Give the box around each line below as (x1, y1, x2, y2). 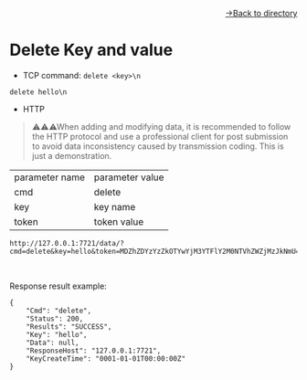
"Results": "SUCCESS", (26, 322, 112, 332)
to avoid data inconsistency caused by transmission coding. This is (31, 141, 285, 152)
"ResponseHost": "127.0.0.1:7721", (26, 346, 162, 355)
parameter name (14, 171, 85, 184)
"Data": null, (26, 338, 79, 347)
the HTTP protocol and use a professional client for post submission (31, 131, 289, 142)
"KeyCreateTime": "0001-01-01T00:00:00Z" (26, 354, 185, 364)
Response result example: (9, 280, 107, 291)
